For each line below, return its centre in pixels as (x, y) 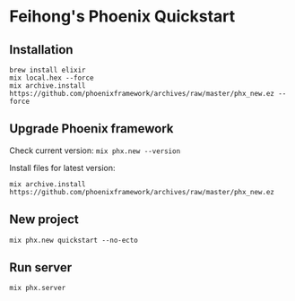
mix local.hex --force (52, 78)
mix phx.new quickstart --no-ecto (74, 240)
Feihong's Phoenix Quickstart (122, 17)
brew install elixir (48, 70)
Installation (41, 50)
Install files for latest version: (62, 168)
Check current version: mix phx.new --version (95, 150)
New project (44, 220)
